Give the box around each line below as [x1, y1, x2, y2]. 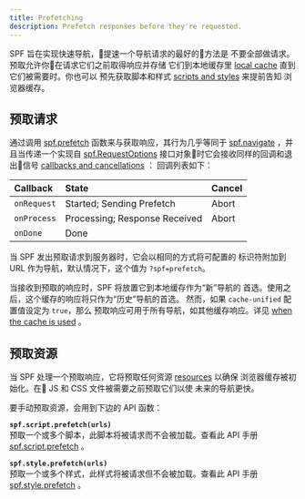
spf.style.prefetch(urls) [9, 459, 107, 469]
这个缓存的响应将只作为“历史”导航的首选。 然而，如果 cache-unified [25, 293, 282, 305]
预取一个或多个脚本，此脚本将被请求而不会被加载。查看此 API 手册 [9, 430, 259, 441]
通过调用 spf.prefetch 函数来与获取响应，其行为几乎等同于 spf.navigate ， [9, 137, 286, 148]
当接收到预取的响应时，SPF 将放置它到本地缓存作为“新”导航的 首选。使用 [9, 282, 284, 293]
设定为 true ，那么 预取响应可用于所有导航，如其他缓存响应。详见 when [25, 305, 293, 316]
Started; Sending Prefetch [65, 198, 176, 210]
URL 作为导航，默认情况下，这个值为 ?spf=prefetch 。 [9, 263, 211, 274]
